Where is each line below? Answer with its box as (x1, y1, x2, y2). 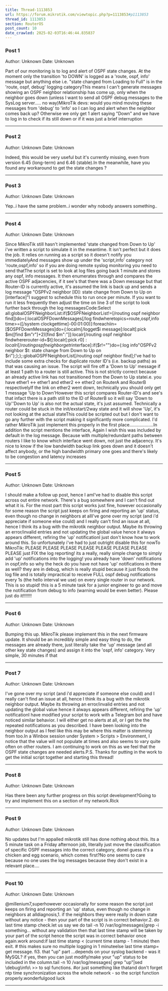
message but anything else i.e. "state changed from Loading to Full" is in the (5, 78, 162, 85)
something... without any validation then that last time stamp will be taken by (5, 927, 162, 933)
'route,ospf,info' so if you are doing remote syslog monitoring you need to (5, 262, 157, 268)
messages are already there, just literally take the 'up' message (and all (5, 641, 152, 647)
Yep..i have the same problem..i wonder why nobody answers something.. (5, 203, 157, 209)
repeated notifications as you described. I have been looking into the (5, 722, 146, 728)
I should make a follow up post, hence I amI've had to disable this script (5, 492, 152, 498)
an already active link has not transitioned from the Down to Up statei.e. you (5, 374, 161, 380)
